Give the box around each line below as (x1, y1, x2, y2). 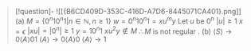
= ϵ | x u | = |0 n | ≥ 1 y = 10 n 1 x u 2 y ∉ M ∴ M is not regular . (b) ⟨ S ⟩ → (14, 25, 233, 36)
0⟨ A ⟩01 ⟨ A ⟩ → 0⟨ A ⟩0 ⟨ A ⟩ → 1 (14, 35, 107, 44)
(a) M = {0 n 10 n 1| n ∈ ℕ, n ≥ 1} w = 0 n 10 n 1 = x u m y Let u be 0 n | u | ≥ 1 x (14, 15, 244, 26)
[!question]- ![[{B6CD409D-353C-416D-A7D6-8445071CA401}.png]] (14, 7, 242, 16)
